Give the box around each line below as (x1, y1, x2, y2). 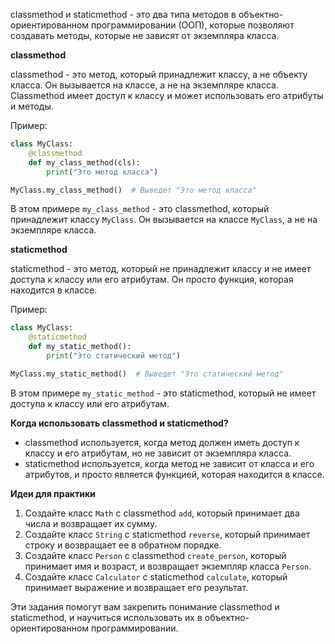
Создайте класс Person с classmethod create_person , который (24, 549, 287, 561)
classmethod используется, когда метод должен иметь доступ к (24, 436, 300, 448)
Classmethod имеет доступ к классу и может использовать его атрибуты (10, 90, 324, 101)
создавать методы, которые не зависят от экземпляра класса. (10, 30, 280, 41)
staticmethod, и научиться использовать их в (10, 611, 203, 623)
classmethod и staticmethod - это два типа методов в (10, 9, 237, 20)
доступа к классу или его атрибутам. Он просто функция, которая (10, 274, 294, 286)
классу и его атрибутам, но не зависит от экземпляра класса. (24, 447, 292, 459)
